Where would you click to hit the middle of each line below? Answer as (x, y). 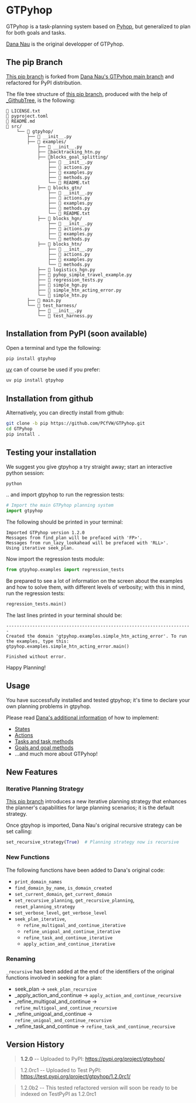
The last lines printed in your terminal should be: (64, 615)
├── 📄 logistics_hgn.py (66, 270)
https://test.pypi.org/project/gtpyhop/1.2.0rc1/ (75, 1076)
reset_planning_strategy (45, 907)
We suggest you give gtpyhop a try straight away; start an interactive (89, 466)
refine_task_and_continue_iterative (68, 938)
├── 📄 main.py (44, 300)
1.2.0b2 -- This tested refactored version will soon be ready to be (99, 1087)
